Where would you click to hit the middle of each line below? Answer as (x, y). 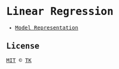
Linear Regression (60, 11)
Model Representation (47, 28)
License (23, 46)
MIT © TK (19, 60)
